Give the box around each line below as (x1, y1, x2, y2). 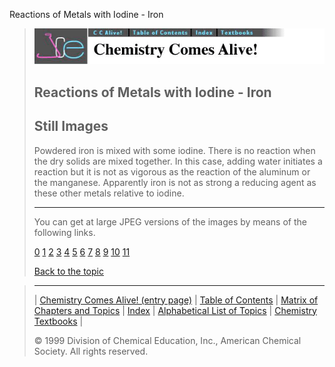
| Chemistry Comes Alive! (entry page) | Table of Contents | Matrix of (33, 294, 319, 306)
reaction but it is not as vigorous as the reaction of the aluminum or (33, 165, 311, 178)
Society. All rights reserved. (33, 345, 149, 357)
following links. (33, 226, 96, 238)
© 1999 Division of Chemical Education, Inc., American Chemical (33, 334, 302, 346)
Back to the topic (33, 265, 104, 277)
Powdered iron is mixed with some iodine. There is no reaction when (33, 144, 316, 156)
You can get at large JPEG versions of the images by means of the (33, 215, 307, 228)
